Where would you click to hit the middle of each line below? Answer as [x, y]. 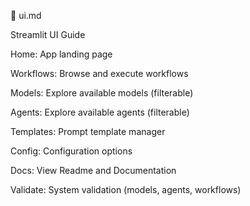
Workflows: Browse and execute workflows [99, 73]
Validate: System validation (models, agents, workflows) [126, 189]
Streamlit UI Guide [48, 34]
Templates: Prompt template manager [88, 131]
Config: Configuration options [71, 151]
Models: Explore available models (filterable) [102, 93]
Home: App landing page [61, 54]
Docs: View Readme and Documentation [93, 170]
